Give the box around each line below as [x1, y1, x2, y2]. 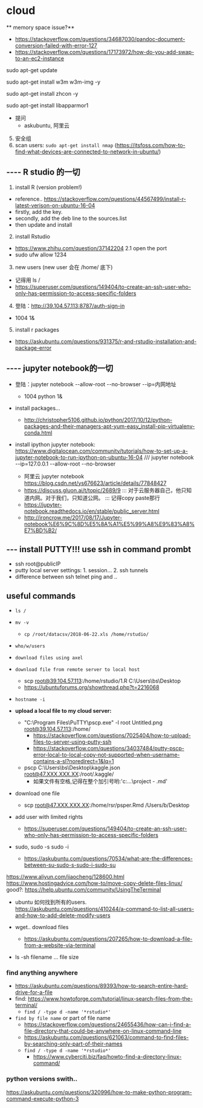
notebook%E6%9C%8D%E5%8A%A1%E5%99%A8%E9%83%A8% [24, 520, 195, 527]
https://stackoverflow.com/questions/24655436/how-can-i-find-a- [24, 1021, 192, 1028]
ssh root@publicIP [14, 560, 61, 567]
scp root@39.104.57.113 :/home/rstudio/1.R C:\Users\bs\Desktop [24, 677, 181, 685]
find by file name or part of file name [14, 1015, 111, 1022]
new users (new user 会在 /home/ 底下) [14, 263, 113, 270]
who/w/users [14, 643, 45, 649]
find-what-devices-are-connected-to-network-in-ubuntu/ [14, 148, 159, 155]
